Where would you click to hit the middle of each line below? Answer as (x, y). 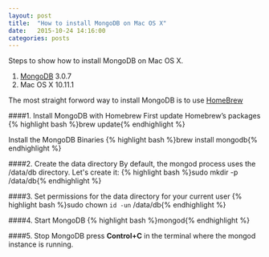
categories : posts (39, 38)
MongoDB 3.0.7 (46, 76)
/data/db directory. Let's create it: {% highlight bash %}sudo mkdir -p (123, 172)
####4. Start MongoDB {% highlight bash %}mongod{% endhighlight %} (129, 220)
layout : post (30, 16)
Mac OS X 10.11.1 (47, 85)
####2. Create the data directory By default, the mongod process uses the (132, 164)
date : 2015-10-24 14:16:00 (57, 30)
